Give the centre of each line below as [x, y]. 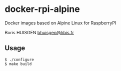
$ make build [18, 64]
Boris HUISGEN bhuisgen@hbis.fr [39, 32]
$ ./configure [19, 60]
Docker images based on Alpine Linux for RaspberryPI [60, 23]
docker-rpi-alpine [42, 9]
